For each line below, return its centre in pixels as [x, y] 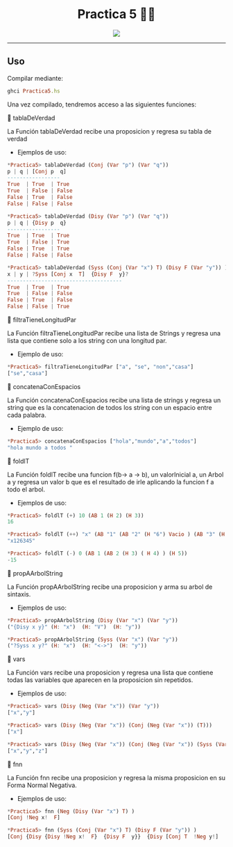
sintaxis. [19, 594]
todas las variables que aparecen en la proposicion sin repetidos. [100, 680]
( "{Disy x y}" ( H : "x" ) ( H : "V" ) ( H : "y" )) [74, 627]
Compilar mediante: [35, 78]
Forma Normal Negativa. [42, 785]
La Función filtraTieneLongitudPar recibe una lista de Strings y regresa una [114, 333]
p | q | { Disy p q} [37, 223]
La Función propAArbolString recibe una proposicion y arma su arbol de [110, 587]
